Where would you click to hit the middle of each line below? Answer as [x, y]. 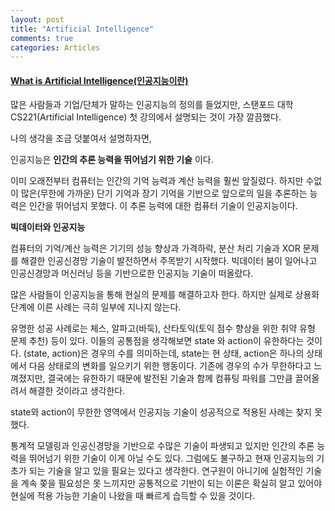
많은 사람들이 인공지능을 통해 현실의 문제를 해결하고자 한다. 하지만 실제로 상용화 [165, 295]
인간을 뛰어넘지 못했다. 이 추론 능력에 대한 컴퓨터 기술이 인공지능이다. [163, 206]
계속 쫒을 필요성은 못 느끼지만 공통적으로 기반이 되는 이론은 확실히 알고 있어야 [171, 483]
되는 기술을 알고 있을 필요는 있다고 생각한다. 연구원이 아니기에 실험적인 [166, 471]
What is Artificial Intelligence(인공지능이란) [99, 80]
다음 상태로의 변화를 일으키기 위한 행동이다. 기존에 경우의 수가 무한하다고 [170, 366]
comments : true [42, 38]
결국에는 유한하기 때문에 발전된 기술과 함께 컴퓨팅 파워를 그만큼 [170, 378]
